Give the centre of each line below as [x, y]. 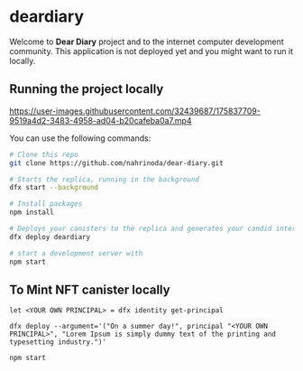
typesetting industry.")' [58, 342]
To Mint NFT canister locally [90, 289]
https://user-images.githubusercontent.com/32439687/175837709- [135, 111]
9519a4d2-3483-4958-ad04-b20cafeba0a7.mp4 [101, 120]
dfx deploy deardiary [50, 237]
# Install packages [46, 204]
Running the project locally [87, 89]
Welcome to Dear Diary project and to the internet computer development [147, 42]
